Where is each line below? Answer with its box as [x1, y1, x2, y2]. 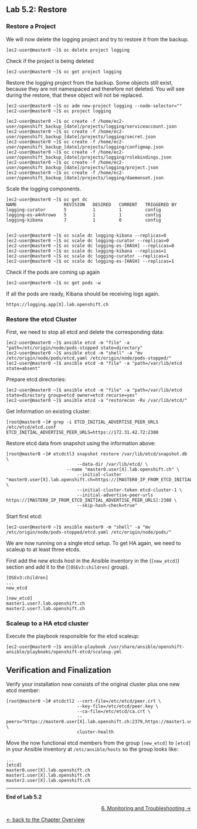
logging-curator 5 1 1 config [6, 207, 161, 213]
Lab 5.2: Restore [6, 5, 67, 15]
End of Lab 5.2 [6, 793, 42, 801]
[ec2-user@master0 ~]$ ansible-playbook [6, 644, 107, 650]
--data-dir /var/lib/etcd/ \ [77, 461, 148, 467]
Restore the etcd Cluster [6, 315, 77, 323]
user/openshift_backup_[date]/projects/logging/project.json [6, 165, 159, 170]
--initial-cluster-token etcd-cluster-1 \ [77, 487, 182, 493]
